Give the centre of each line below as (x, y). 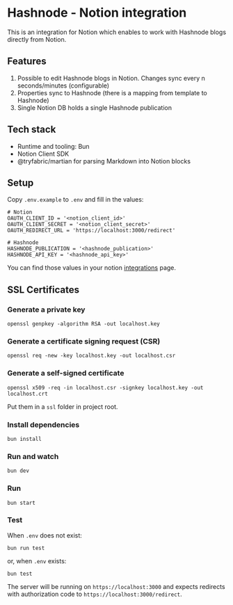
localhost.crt (28, 394)
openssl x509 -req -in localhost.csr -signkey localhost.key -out (105, 387)
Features (27, 62)
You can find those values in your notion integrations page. (91, 268)
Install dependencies (43, 424)
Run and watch (33, 456)
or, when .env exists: (37, 560)
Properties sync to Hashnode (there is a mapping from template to (112, 92)
